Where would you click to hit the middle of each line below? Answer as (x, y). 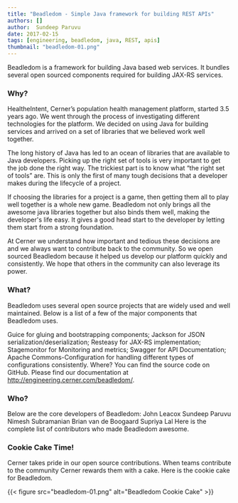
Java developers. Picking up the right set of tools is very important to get (114, 160)
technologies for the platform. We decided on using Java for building (108, 124)
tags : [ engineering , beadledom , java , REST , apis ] (84, 41)
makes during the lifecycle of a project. (65, 183)
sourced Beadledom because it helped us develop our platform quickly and (117, 256)
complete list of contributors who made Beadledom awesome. (98, 429)
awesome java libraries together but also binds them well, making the (109, 212)
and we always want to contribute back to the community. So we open (110, 249)
